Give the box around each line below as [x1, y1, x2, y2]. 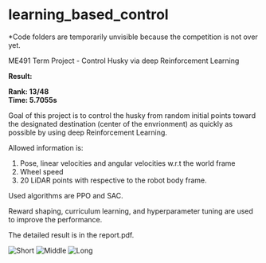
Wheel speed [19, 167, 64, 176]
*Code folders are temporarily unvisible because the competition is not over [8, 32, 259, 41]
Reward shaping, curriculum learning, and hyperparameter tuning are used [8, 206, 253, 216]
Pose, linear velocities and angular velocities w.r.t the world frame [19, 158, 236, 168]
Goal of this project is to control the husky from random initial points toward [8, 110, 256, 120]
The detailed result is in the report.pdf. [8, 230, 135, 240]
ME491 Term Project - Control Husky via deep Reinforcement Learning [8, 56, 240, 65]
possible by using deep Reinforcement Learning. [8, 128, 167, 137]
